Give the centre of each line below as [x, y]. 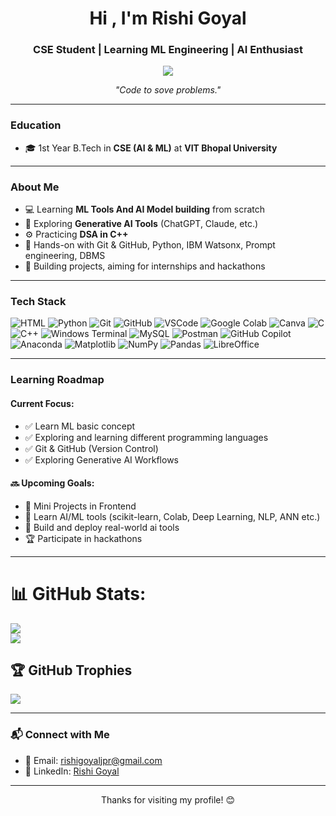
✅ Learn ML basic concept [80, 426]
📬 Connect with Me [60, 735]
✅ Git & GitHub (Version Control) [91, 448]
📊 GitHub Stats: [78, 593]
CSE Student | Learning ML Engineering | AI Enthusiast [168, 50]
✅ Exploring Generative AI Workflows [101, 459]
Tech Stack [38, 301]
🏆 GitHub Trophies [71, 670]
